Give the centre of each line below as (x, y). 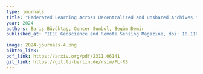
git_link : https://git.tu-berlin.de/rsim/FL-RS (67, 62)
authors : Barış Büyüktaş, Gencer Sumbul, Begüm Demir (76, 29)
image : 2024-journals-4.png (42, 45)
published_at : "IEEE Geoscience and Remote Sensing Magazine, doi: (93, 34)
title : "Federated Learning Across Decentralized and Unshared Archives (100, 17)
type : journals (25, 12)
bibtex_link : (23, 51)
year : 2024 (20, 23)
